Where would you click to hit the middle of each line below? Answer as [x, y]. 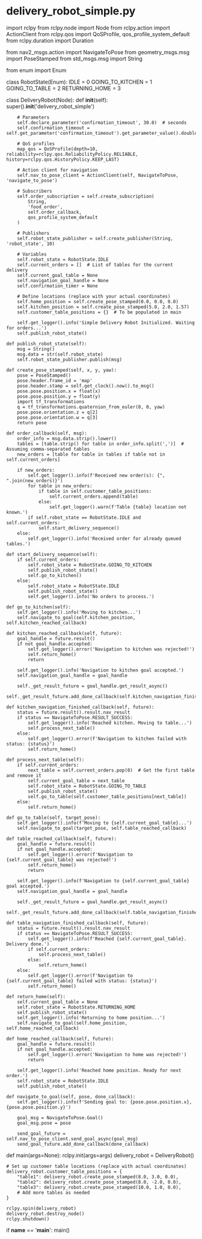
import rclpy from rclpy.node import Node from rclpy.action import [88, 28]
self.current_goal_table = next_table [76, 780]
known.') [17, 512]
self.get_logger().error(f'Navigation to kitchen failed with [107, 738]
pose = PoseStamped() [44, 375]
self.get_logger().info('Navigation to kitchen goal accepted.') [101, 670]
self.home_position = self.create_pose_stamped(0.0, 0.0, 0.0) [98, 301]
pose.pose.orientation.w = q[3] [57, 417]
